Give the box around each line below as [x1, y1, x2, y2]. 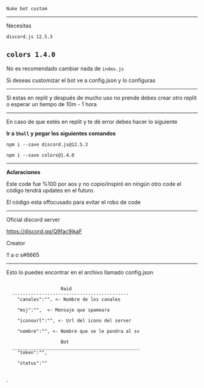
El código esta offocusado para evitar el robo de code [6, 198, 141, 206]
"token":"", [17, 349, 47, 355]
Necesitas [6, 22, 32, 29]
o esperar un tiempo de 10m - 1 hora [6, 100, 97, 107]
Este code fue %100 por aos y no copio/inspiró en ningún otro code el [6, 180, 182, 188]
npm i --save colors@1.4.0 [6, 152, 75, 158]
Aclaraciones [6, 168, 41, 175]
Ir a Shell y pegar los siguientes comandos [6, 129, 117, 137]
